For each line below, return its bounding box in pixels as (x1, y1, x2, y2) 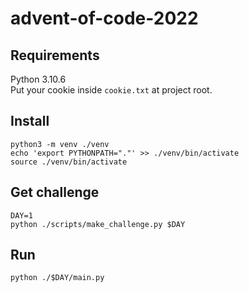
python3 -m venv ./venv (10, 139, 110, 149)
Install (10, 113, 50, 130)
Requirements (10, 47, 100, 64)
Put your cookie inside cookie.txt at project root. (10, 84, 213, 96)
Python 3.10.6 (10, 73, 67, 85)
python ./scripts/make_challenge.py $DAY (10, 219, 186, 229)
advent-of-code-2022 (10, 7, 199, 30)
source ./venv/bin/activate (10, 157, 128, 167)
